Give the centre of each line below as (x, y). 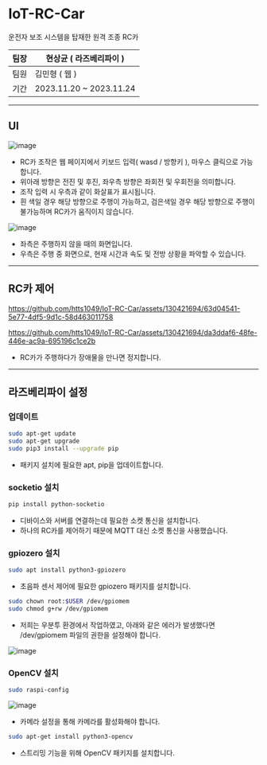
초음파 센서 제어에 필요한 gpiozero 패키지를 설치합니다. (105, 587)
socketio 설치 (34, 487)
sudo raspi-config (39, 690)
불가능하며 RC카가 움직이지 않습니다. (77, 211)
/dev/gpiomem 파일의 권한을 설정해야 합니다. (90, 634)
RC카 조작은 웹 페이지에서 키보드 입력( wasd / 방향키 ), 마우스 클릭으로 (129, 162)
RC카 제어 (31, 289)
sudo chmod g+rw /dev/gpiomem (58, 609)
